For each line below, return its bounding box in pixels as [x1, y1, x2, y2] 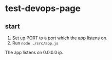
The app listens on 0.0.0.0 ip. [5, 49, 63, 55]
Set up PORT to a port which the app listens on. [12, 35, 108, 41]
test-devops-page [5, 3, 81, 14]
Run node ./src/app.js [12, 40, 58, 46]
